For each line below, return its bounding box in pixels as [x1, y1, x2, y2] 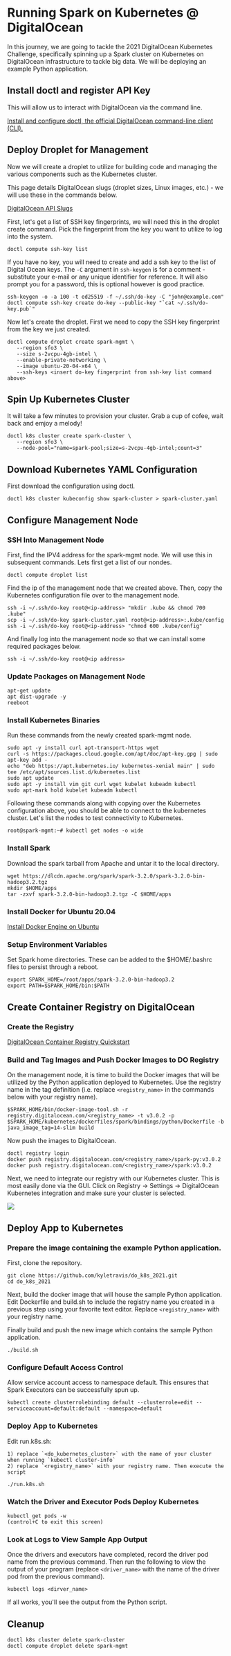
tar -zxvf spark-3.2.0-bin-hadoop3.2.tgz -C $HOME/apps [7, 891, 172, 898]
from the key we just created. [7, 324, 91, 333]
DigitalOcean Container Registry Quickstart [7, 1038, 130, 1046]
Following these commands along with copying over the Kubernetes [7, 799, 201, 808]
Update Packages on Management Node [7, 671, 146, 681]
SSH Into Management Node [7, 535, 104, 545]
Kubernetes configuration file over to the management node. [7, 591, 180, 599]
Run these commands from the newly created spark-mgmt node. [7, 731, 192, 740]
